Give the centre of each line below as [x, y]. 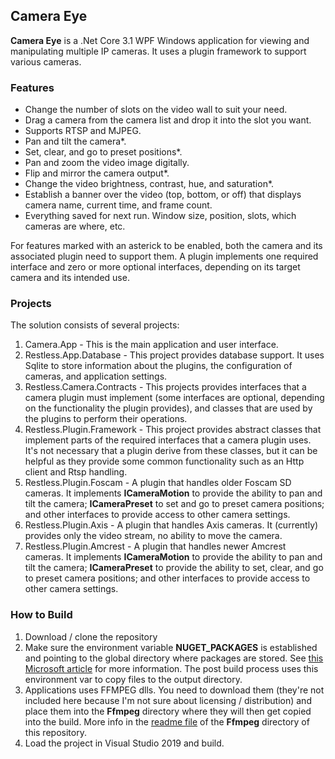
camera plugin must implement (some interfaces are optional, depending [174, 398]
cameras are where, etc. [75, 226]
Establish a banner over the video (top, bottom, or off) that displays [163, 195]
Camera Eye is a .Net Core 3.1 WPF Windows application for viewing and [160, 40]
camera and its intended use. [70, 278]
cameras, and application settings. [96, 376]
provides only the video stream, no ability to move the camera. [153, 536]
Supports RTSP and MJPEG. [83, 131]
